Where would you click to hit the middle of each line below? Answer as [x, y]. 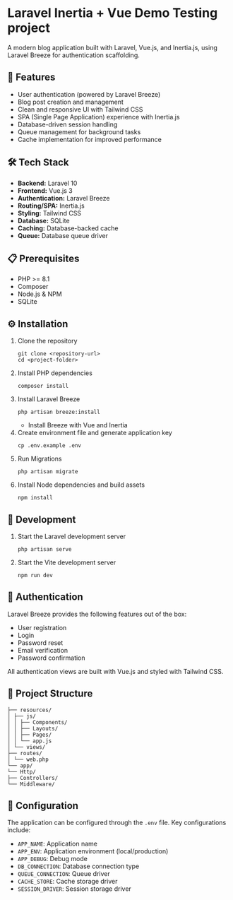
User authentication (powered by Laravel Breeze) [89, 94]
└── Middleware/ [31, 784]
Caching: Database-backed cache [68, 228]
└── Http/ [22, 771]
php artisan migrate [48, 472]
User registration [42, 627]
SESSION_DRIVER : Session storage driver [74, 889]
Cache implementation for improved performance [90, 139]
